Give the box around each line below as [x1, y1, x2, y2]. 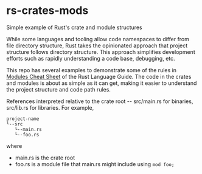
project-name [6, 116, 40, 122]
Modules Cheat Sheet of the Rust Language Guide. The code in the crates [6, 73, 192, 80]
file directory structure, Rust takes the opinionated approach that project [6, 42, 188, 49]
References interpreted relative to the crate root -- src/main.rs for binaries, [6, 98, 193, 105]
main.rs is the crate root [15, 154, 75, 161]
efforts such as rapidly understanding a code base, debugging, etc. [6, 55, 175, 62]
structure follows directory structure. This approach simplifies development [6, 48, 196, 55]
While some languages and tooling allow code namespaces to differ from [6, 35, 190, 42]
